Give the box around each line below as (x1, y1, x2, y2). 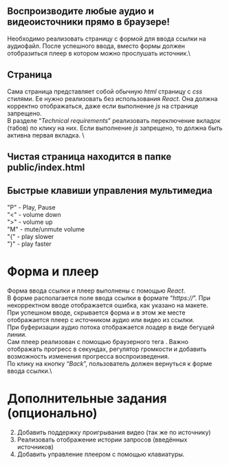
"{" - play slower (7, 232, 54, 240)
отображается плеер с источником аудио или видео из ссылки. (7, 315, 195, 324)
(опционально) (7, 405, 98, 421)
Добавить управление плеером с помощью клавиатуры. (17, 450, 185, 458)
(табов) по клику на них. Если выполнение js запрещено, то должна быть (7, 124, 223, 132)
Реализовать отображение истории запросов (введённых (17, 435, 188, 444)
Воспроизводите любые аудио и (7, 5, 155, 17)
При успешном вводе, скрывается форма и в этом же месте (7, 308, 186, 317)
